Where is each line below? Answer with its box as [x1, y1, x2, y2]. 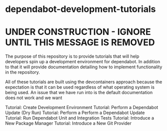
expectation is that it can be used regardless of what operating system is [5, 84, 155, 90]
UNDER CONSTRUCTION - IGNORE [5, 26, 151, 38]
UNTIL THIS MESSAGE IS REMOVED [5, 37, 155, 48]
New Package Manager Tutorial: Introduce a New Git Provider [5, 121, 132, 127]
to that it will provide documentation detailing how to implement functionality [5, 64, 163, 70]
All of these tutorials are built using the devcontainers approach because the [5, 79, 163, 85]
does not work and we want [5, 95, 62, 101]
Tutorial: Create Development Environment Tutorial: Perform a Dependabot [5, 105, 159, 111]
